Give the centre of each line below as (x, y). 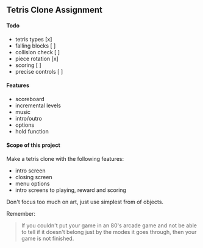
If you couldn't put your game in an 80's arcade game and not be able (109, 225)
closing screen (34, 177)
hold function (32, 131)
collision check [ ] (37, 52)
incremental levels (38, 105)
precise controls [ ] (39, 71)
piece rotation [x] (37, 58)
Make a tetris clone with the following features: (65, 159)
